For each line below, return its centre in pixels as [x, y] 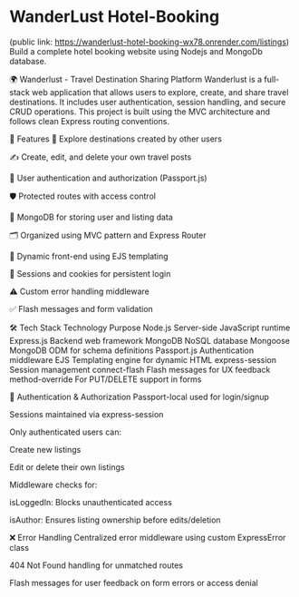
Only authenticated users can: [66, 432]
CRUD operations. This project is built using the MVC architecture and [140, 112]
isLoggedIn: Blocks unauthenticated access [91, 502]
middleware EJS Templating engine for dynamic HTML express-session [143, 359]
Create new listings [45, 449]
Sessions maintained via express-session [87, 414]
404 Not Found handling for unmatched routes [96, 565]
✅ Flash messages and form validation [82, 308]
